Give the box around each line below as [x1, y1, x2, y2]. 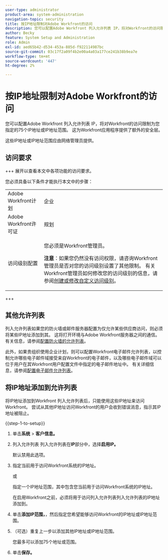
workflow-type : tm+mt [5, 54, 50, 59]
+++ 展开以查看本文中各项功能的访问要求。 [5, 168, 94, 174]
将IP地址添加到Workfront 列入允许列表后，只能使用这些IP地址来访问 [5, 397, 145, 403]
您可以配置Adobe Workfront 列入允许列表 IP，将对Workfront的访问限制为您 [5, 121, 160, 127]
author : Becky [5, 31, 35, 36]
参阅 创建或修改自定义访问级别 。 [43, 277, 119, 284]
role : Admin [5, 40, 30, 45]
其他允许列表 [5, 311, 45, 320]
